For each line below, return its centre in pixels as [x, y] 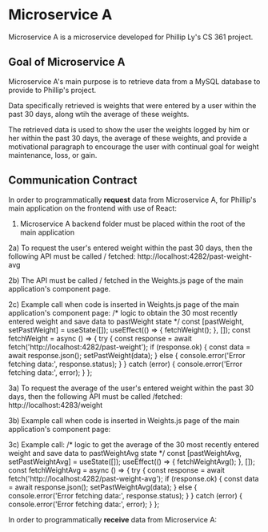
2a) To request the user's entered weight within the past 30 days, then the [131, 248]
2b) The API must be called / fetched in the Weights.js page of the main [126, 280]
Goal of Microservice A [67, 62]
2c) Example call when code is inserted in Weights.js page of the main [124, 304]
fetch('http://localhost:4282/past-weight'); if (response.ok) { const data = [129, 347]
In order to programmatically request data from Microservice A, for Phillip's [132, 199]
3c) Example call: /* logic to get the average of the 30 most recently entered [134, 444]
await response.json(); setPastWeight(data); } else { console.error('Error [127, 355]
